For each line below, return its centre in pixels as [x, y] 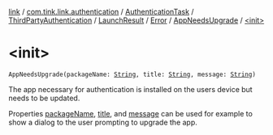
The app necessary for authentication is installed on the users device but [131, 89]
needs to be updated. [44, 98]
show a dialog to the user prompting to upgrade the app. [103, 122]
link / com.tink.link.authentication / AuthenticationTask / [101, 12]
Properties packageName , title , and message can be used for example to [131, 113]
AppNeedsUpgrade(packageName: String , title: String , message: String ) [132, 74]
